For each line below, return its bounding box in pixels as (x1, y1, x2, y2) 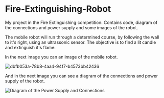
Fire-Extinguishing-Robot (5, 3, 111, 15)
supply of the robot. (5, 78, 45, 84)
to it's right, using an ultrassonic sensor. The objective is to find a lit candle (5, 39, 156, 45)
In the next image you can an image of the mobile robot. (5, 54, 118, 59)
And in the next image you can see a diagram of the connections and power (5, 73, 158, 78)
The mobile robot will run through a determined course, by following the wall (5, 34, 159, 40)
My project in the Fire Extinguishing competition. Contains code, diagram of (5, 20, 158, 25)
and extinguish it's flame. (5, 44, 56, 50)
